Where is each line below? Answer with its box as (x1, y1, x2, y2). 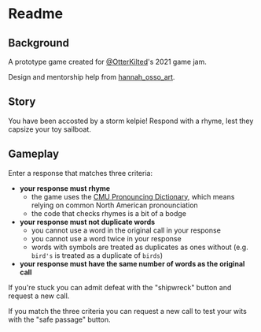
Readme (8, 5, 64, 23)
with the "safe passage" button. (8, 315, 112, 324)
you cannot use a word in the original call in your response (31, 226, 222, 235)
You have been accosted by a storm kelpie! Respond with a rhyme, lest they (8, 116, 254, 125)
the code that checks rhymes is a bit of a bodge (31, 208, 187, 218)
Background (8, 36, 69, 50)
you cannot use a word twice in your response (31, 233, 182, 243)
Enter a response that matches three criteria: (8, 168, 153, 177)
